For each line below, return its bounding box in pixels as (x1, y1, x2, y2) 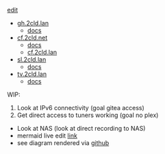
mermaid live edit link (16, 131, 77, 140)
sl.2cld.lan (16, 55, 47, 64)
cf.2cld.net (16, 34, 48, 42)
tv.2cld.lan (16, 70, 47, 78)
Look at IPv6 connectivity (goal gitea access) (16, 104, 145, 112)
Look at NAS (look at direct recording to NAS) (16, 125, 146, 132)
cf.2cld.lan (27, 48, 58, 56)
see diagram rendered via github (16, 139, 110, 146)
